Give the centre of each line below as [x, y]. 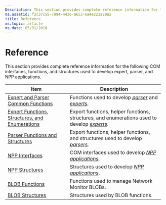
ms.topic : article [24, 24]
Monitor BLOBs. [88, 187]
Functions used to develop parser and [114, 98]
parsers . [80, 145]
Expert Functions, [28, 112]
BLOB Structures [27, 195]
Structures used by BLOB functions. [111, 195]
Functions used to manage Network [111, 181]
